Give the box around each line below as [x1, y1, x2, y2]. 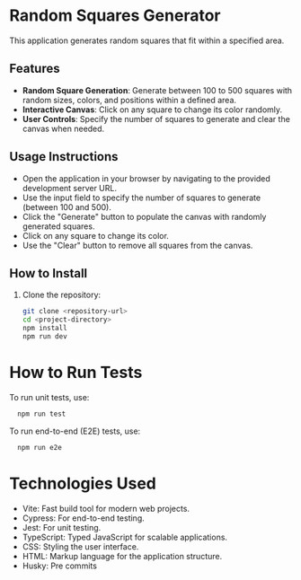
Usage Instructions [9, 149, 119, 164]
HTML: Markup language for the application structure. [22, 550, 223, 561]
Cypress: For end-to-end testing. [22, 513, 146, 523]
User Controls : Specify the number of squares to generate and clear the [22, 113, 290, 124]
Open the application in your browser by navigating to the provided [22, 172, 271, 184]
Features [9, 61, 60, 76]
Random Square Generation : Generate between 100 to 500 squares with [22, 84, 293, 95]
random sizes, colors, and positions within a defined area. [22, 94, 236, 105]
